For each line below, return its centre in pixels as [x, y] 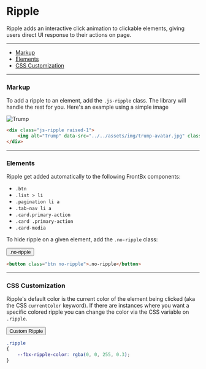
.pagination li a [37, 202]
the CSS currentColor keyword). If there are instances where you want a [98, 306]
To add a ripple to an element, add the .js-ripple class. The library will [96, 101]
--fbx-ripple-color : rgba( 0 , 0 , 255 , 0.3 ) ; [74, 355]
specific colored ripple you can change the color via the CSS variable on [98, 312]
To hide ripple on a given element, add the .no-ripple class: [82, 239]
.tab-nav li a [33, 209]
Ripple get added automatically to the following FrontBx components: [93, 177]
